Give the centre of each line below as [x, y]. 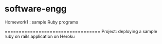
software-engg [36, 9]
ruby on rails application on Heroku [40, 36]
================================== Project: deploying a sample [81, 31]
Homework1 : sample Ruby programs [41, 22]
